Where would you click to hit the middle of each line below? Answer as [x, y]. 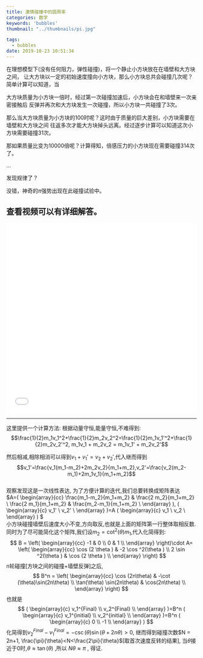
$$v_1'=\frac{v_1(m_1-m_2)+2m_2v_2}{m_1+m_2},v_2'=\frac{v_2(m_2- [101, 468]
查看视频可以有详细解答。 [54, 212]
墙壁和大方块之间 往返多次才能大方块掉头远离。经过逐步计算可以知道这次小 [100, 125]
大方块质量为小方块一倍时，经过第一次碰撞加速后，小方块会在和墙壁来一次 [99, 97]
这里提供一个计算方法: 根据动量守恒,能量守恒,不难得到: [74, 428]
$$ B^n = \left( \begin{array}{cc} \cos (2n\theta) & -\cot [101, 576]
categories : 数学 [27, 18]
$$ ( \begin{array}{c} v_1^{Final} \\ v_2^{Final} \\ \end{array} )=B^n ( [101, 609]
